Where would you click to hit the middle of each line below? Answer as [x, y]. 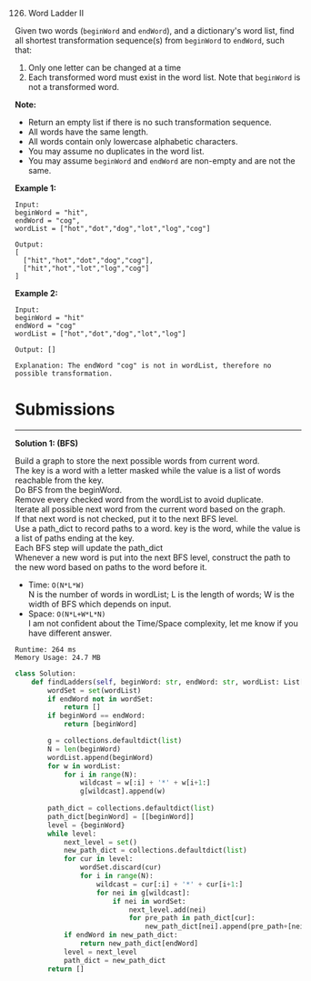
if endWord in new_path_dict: [120, 936]
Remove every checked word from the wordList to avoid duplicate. [139, 499]
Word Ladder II [56, 13]
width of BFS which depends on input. [100, 604]
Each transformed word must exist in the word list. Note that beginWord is [164, 77]
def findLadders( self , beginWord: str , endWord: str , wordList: [155, 682]
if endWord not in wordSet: [100, 699]
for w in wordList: [85, 766]
